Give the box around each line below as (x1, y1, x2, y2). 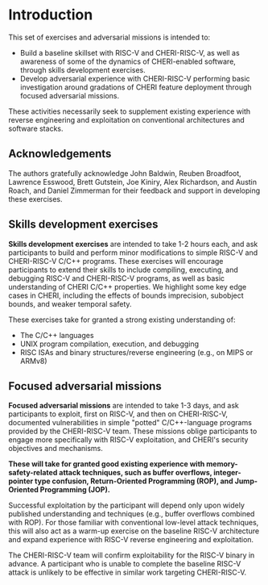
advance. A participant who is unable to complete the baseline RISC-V (8, 559, 241, 569)
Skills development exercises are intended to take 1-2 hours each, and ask (8, 239, 258, 249)
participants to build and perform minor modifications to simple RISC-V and (8, 248, 258, 257)
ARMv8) (19, 356, 47, 366)
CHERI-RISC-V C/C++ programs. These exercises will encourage (8, 256, 224, 265)
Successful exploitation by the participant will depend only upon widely (8, 500, 245, 510)
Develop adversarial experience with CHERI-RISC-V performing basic (19, 73, 251, 83)
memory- (206, 459, 239, 469)
